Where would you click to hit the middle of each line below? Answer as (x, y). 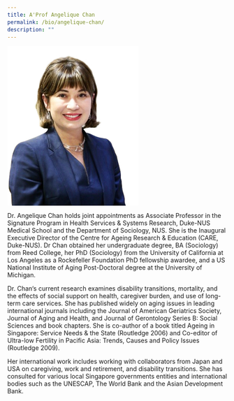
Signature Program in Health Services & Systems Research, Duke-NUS (109, 223)
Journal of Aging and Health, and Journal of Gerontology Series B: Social (112, 319)
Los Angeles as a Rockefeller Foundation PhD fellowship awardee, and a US (116, 260)
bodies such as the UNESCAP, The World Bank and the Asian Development (115, 384)
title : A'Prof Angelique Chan (51, 15)
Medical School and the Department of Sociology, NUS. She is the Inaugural (116, 231)
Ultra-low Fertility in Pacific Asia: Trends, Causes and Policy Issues (103, 341)
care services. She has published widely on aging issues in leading (118, 303)
